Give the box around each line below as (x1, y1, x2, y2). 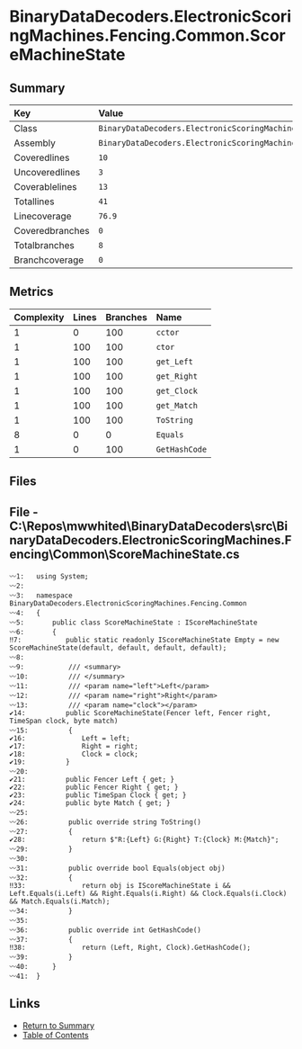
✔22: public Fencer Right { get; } (9, 783, 179, 793)
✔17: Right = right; (9, 742, 139, 751)
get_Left (155, 356, 193, 366)
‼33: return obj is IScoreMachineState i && (9, 882, 231, 891)
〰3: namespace (9, 591, 74, 600)
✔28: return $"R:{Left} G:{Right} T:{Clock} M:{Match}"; (9, 835, 280, 845)
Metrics (9, 284, 54, 300)
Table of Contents (22, 1029, 89, 1040)
